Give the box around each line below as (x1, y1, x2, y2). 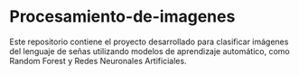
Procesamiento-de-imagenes (9, 6, 236, 27)
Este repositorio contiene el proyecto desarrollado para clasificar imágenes (9, 36, 289, 47)
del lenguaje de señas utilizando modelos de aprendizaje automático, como (9, 45, 291, 56)
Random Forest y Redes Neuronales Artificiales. (9, 55, 187, 66)
